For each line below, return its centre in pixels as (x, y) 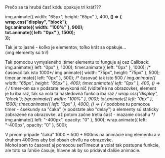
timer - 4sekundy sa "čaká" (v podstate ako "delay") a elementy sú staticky (82, 109)
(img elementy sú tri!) (27, 52)
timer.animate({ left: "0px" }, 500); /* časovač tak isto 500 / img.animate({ (80, 78)
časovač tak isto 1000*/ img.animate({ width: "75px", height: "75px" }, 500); (82, 73)
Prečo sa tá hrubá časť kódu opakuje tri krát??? (53, 7)
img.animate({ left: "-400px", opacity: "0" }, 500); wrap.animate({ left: (76, 120)
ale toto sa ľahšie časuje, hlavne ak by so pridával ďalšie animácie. (73, 150)
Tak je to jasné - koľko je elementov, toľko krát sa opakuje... (66, 47)
